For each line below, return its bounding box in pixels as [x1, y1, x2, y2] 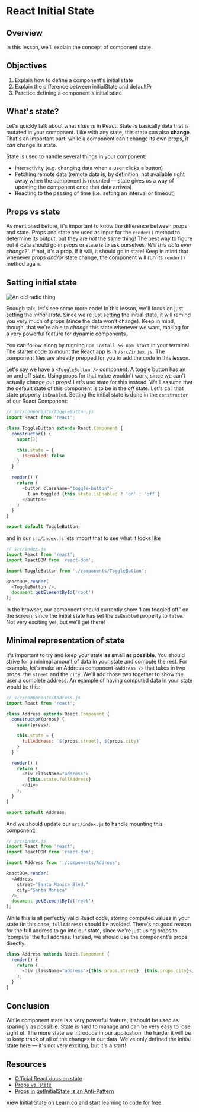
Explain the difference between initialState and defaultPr [14, 83, 152, 90]
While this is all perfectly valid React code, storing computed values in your [6, 915, 190, 922]
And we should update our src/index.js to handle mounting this [6, 820, 163, 827]
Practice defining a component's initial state [14, 89, 123, 96]
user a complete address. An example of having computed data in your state [6, 677, 193, 684]
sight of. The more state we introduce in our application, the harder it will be [6, 1029, 191, 1036]
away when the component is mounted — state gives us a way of [14, 177, 174, 184]
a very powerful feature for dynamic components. [6, 330, 127, 337]
